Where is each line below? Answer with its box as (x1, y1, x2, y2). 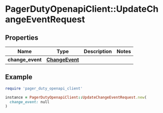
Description (83, 48, 112, 55)
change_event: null (9, 99, 50, 104)
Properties (5, 33, 39, 42)
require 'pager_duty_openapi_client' (5, 86, 83, 91)
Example (5, 73, 33, 82)
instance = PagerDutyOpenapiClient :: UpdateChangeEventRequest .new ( (5, 95, 147, 100)
